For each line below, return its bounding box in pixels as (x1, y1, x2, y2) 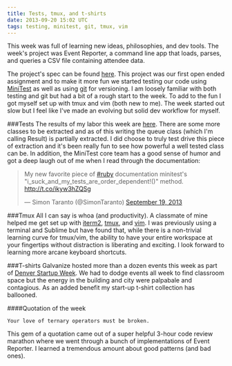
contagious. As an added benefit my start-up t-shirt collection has (7, 284, 195, 292)
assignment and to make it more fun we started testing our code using (7, 77, 207, 86)
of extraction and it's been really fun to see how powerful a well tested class (7, 142, 224, 151)
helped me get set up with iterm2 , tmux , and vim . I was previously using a (7, 219, 217, 227)
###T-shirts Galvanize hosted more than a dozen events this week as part (7, 262, 217, 270)
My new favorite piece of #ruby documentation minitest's (23, 170, 188, 178)
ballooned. (7, 291, 38, 299)
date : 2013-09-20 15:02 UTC (7, 17, 88, 23)
